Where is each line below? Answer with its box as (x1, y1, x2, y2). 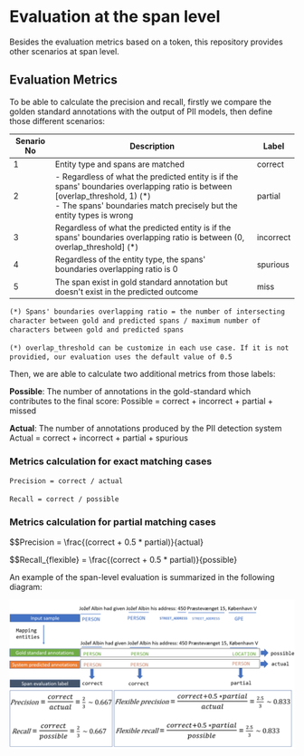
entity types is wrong (54, 209, 134, 220)
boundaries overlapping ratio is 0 (54, 264, 178, 275)
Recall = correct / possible (9, 495, 119, 504)
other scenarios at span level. (9, 45, 119, 56)
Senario (14, 136, 46, 147)
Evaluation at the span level (9, 6, 221, 27)
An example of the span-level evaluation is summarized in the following (9, 571, 275, 582)
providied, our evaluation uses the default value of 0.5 (9, 353, 233, 362)
